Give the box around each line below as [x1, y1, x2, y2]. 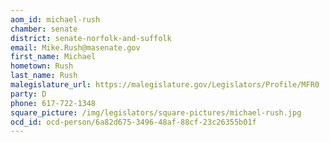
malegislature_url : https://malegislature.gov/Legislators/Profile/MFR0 [10, 80, 320, 90]
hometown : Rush [10, 61, 74, 71]
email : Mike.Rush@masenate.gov [10, 42, 141, 53]
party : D [10, 89, 47, 99]
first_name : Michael [10, 52, 97, 62]
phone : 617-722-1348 [10, 98, 97, 108]
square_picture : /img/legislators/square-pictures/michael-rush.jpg [10, 107, 302, 118]
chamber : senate [10, 24, 78, 34]
